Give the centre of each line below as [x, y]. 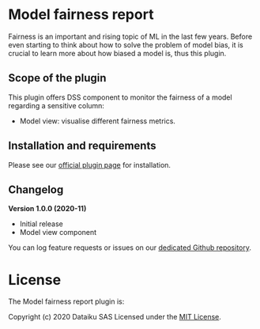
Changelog [36, 189]
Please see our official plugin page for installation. [90, 164]
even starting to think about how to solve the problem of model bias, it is [126, 44]
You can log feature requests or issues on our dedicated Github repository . [130, 248]
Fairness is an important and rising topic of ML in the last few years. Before [130, 36]
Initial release [41, 224]
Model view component [58, 233]
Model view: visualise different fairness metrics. [98, 121]
